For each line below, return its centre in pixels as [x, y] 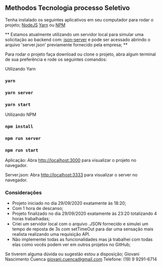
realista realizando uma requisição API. [51, 234]
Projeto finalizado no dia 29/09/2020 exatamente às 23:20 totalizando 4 [84, 213]
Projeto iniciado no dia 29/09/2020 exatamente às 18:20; [69, 203]
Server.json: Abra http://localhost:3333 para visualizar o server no [71, 175]
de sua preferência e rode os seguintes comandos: [56, 59]
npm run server [23, 138]
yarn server [19, 93]
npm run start [22, 150]
